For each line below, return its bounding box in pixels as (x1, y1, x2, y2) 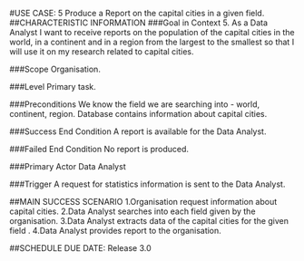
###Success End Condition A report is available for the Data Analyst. (9, 126, 267, 137)
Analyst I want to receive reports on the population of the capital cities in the (9, 27, 295, 37)
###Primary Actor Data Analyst (9, 161, 126, 171)
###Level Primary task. (9, 82, 97, 92)
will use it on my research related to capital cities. (9, 46, 194, 57)
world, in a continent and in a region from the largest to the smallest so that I (9, 36, 295, 47)
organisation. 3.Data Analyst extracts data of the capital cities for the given (9, 216, 289, 226)
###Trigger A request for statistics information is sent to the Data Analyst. (9, 179, 286, 189)
